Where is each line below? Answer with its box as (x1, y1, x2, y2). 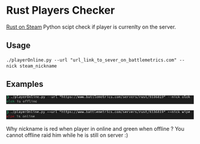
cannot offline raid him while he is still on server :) (6, 132, 129, 139)
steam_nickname (19, 63, 58, 69)
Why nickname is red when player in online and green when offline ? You (6, 126, 185, 133)
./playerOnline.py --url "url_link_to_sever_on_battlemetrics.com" (6, 57, 177, 63)
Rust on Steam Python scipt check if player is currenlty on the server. (6, 23, 177, 30)
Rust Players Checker (6, 4, 115, 17)
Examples (6, 79, 43, 89)
